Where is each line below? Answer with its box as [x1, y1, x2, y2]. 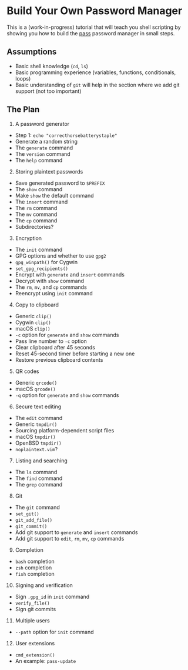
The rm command [15, 204, 58, 211]
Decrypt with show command [15, 277, 85, 284]
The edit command [15, 414, 63, 421]
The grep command [15, 481, 63, 488]
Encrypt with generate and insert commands [15, 271, 125, 278]
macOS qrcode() [15, 385, 56, 392]
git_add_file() [15, 517, 53, 523]
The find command [15, 475, 63, 482]
